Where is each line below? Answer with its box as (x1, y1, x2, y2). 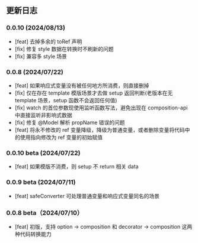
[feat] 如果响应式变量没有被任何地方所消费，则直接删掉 (14, 82, 149, 89)
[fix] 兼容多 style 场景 (14, 53, 67, 60)
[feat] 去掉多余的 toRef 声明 (14, 38, 82, 45)
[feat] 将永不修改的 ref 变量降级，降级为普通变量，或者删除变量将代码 (14, 126, 185, 133)
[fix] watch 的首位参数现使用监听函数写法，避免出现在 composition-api (14, 104, 188, 111)
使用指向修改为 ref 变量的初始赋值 (20, 134, 103, 141)
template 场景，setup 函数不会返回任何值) (14, 96, 117, 103)
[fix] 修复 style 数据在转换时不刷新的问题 (14, 45, 114, 52)
